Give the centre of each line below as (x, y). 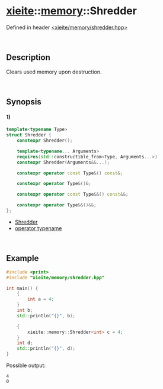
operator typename (38, 228)
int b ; (25, 310)
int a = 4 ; (41, 299)
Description (28, 58)
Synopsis (24, 102)
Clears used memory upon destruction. (54, 72)
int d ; (25, 343)
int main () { (22, 288)
